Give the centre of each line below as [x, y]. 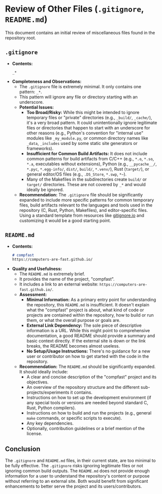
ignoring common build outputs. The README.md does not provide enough [77, 471]
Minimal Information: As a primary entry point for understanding [91, 300]
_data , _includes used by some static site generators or [82, 143]
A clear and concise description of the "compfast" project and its [91, 377]
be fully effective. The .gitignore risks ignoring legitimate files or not [74, 466]
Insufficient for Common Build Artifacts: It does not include [87, 153]
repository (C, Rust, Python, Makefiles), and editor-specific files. [83, 210]
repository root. [21, 38]
